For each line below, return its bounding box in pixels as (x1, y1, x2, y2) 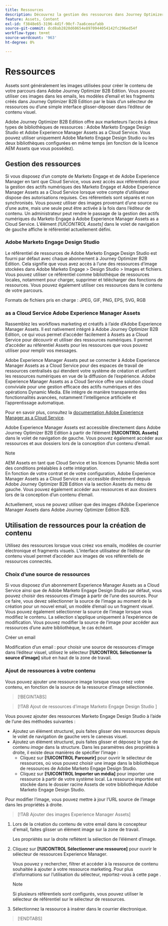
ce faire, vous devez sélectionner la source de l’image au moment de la (5, 598, 152, 604)
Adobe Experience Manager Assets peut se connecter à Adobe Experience (5, 357, 160, 363)
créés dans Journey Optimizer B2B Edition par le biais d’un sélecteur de (5, 98, 153, 104)
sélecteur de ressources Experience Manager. (12, 851, 107, 857)
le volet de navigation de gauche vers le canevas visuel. (12, 733, 128, 739)
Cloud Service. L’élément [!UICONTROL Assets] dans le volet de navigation (5, 221, 160, 227)
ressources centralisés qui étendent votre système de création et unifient (5, 368, 156, 374)
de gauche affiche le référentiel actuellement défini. (5, 226, 111, 232)
